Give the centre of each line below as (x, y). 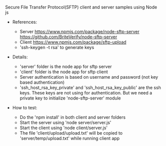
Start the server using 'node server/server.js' (65, 122)
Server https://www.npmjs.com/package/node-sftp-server (80, 31)
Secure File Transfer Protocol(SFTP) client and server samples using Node (81, 7)
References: (25, 22)
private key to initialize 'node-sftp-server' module (70, 98)
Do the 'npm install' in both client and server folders (73, 117)
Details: (20, 57)
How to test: (25, 108)
